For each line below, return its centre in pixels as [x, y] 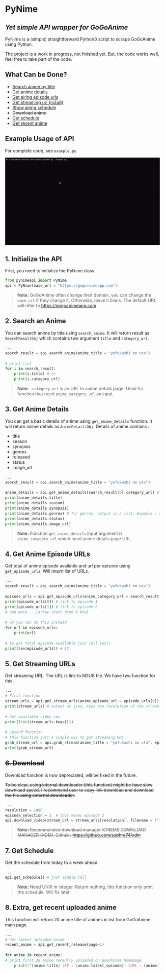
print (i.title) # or [35, 374]
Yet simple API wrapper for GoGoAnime [67, 27]
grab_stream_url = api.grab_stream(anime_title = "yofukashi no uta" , [79, 743]
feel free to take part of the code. [39, 59]
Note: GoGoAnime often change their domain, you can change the [84, 295]
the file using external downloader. [40, 795]
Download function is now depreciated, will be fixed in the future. [71, 775]
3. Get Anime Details [37, 409]
